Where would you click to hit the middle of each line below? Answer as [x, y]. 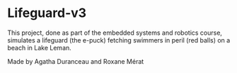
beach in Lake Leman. [40, 47]
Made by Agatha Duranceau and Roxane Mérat [76, 61]
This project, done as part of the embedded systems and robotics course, [115, 33]
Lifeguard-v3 [47, 13]
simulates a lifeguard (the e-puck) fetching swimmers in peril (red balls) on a [119, 40]
